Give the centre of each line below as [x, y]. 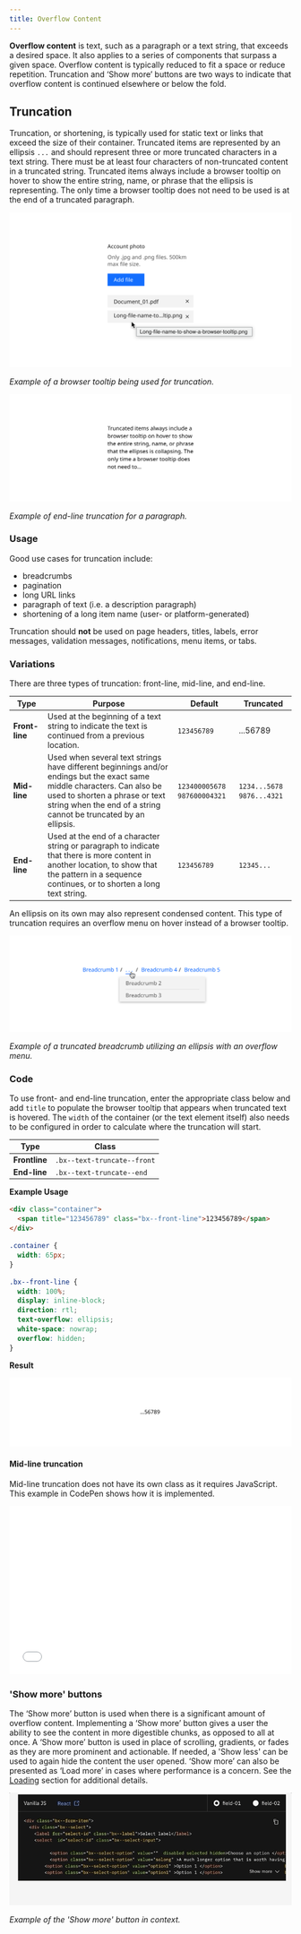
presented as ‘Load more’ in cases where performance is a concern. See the [150, 1771]
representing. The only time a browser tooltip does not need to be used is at [150, 190]
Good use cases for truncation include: [81, 558]
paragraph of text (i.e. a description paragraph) [109, 604]
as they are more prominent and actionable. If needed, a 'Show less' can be [149, 1752]
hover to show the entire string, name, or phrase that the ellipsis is [131, 181]
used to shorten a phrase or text [107, 795]
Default [204, 703]
